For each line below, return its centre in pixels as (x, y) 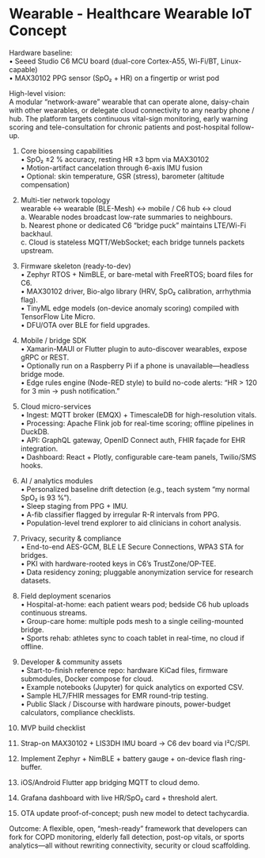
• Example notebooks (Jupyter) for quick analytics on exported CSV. (132, 687)
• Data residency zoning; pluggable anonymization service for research (137, 571)
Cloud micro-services (56, 406)
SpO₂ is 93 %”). (46, 498)
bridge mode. (42, 374)
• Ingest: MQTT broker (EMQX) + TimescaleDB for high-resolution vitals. (138, 414)
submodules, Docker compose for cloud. (87, 679)
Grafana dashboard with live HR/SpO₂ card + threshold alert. (119, 798)
